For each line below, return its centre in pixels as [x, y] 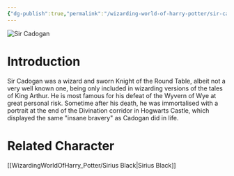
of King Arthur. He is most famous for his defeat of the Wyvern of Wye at [112, 95]
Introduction [44, 62]
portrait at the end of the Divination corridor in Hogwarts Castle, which [108, 110]
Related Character [61, 146]
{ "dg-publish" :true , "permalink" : [56, 14]
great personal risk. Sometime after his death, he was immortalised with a [113, 103]
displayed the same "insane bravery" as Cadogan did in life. [93, 118]
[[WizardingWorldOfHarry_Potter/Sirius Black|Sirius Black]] [92, 165]
